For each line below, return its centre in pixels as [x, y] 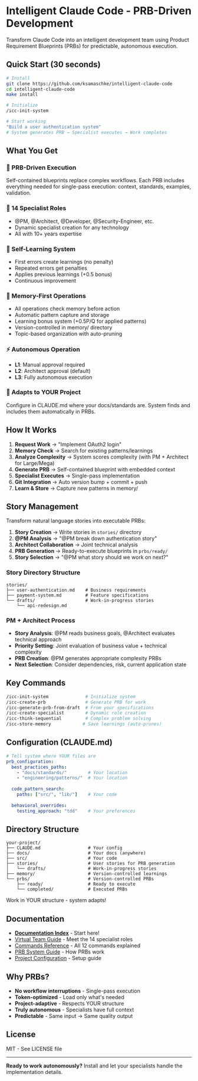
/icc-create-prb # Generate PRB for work [76, 702]
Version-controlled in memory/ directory [63, 327]
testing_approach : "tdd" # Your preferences [76, 811]
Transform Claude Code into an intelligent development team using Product [98, 40]
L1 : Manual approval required [50, 365]
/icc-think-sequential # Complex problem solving [79, 719]
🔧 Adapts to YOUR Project [44, 392]
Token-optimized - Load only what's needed [70, 997]
